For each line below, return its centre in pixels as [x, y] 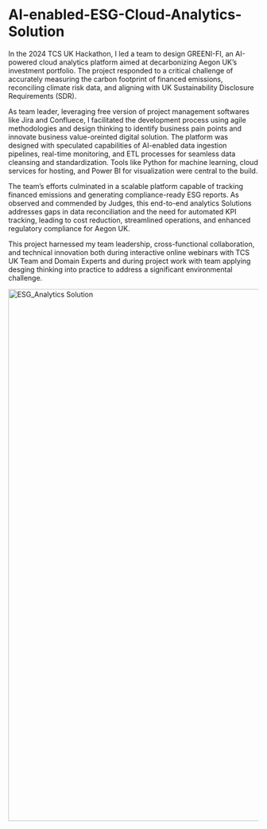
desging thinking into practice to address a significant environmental [120, 269]
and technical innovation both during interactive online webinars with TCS [129, 252]
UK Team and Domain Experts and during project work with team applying [130, 261]
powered [23, 62]
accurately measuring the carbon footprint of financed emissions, [116, 79]
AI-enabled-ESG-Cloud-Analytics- [125, 15]
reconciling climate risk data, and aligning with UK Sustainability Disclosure [131, 87]
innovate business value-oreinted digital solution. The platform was [118, 136]
